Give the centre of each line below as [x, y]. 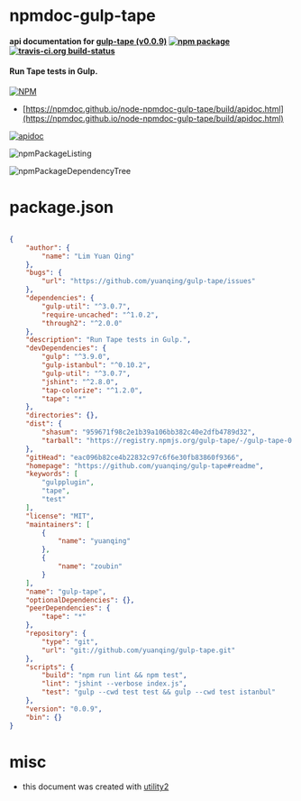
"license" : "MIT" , [60, 516]
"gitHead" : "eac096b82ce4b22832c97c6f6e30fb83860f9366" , [135, 457]
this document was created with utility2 [96, 787]
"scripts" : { [50, 667]
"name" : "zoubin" [90, 566]
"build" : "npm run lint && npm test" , [114, 676]
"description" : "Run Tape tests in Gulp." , [109, 340]
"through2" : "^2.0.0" [82, 323]
